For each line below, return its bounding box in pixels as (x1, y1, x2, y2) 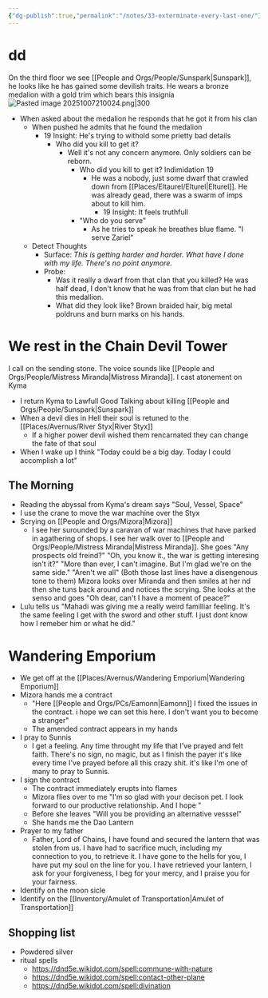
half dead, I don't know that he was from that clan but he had (55, 283, 257, 293)
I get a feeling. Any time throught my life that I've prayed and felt (31, 741, 243, 751)
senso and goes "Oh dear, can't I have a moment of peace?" (31, 593, 231, 603)
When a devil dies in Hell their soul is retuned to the (19, 413, 189, 422)
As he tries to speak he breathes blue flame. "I (91, 224, 244, 234)
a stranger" (31, 716, 69, 725)
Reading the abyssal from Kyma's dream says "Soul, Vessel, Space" (19, 500, 243, 509)
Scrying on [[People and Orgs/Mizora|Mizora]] (19, 517, 173, 526)
